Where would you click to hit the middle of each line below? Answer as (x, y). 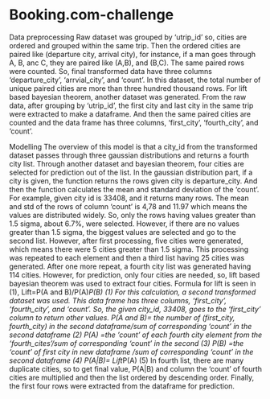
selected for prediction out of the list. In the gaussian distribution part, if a (131, 172)
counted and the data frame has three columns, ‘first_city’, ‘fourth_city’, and (134, 122)
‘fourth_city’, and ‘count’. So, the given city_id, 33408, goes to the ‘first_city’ (135, 309)
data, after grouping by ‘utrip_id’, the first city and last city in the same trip (131, 105)
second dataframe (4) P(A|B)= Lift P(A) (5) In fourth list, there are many (127, 360)
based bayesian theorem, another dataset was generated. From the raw (128, 97)
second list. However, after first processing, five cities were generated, (126, 241)
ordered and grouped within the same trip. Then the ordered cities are (125, 45)
